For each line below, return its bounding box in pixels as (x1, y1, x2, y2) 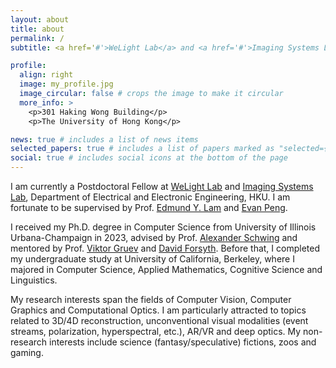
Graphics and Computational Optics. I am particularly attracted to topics (10, 304, 307, 316)
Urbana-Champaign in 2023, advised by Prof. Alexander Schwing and (10, 232, 298, 243)
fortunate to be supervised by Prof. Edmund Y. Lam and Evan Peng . (10, 202, 288, 213)
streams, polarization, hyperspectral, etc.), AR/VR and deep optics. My (10, 326, 302, 337)
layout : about (10, 14, 70, 25)
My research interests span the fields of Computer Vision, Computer (10, 294, 292, 305)
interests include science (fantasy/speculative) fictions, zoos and (49, 336, 317, 348)
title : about (10, 24, 65, 34)
